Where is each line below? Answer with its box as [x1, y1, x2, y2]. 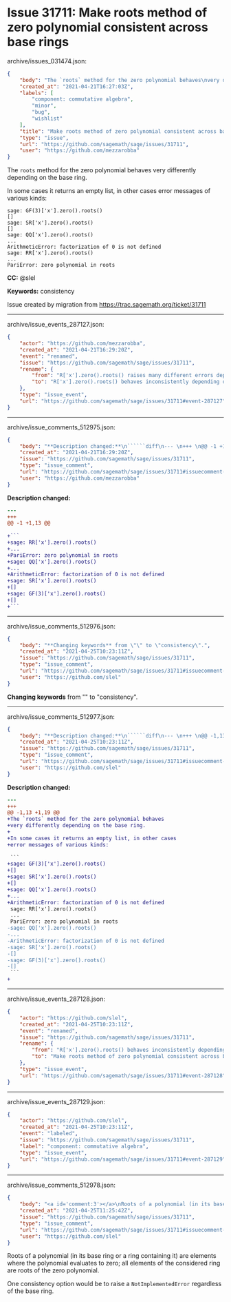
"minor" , [32, 102, 57, 110]
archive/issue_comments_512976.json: [7, 622, 115, 630]
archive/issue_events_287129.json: [7, 1097, 105, 1106]
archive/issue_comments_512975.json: [7, 423, 115, 431]
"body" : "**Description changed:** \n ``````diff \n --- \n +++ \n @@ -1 [19, 443, 217, 449]
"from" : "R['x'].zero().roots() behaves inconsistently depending [32, 1046, 226, 1054]
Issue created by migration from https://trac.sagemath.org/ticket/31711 [7, 301, 206, 309]
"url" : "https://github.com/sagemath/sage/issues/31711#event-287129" [19, 1156, 226, 1163]
